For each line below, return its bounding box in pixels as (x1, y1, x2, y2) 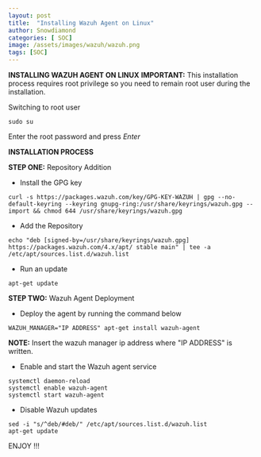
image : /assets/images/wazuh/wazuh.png (8, 41, 140, 49)
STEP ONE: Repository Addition (8, 163, 112, 171)
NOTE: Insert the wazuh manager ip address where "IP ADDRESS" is (8, 338, 232, 348)
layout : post (8, 11, 52, 20)
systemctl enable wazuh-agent (8, 384, 109, 392)
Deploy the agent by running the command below (19, 309, 182, 318)
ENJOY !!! (8, 441, 40, 451)
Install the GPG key (19, 178, 83, 187)
